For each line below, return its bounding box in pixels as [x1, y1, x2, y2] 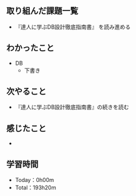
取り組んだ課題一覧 [6, 5, 78, 16]
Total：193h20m [15, 184, 56, 191]
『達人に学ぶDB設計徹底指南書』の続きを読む [15, 103, 129, 111]
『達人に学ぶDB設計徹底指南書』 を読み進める [15, 23, 131, 31]
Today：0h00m [15, 176, 55, 184]
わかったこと [6, 43, 55, 53]
